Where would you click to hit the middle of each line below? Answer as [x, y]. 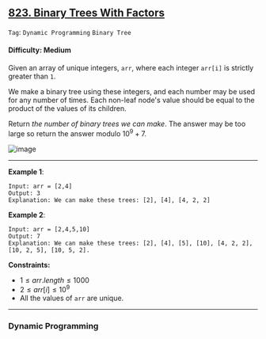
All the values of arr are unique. [72, 298]
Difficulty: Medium [40, 50]
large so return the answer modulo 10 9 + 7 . [77, 133]
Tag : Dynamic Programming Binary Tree [70, 32]
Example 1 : [26, 171]
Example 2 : [27, 215]
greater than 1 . [32, 76]
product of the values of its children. [67, 109]
